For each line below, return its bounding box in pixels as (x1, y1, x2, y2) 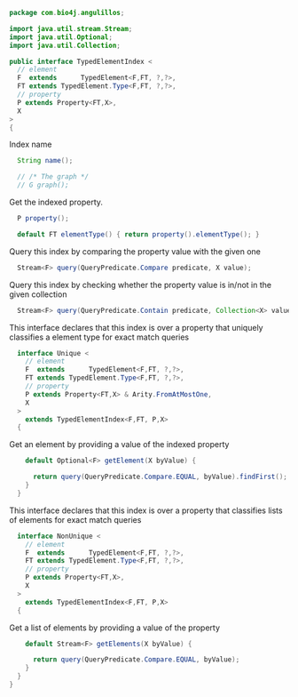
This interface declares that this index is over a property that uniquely (9, 322, 263, 332)
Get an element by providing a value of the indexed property (9, 439, 230, 450)
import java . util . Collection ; (9, 41, 122, 50)
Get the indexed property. (9, 196, 104, 207)
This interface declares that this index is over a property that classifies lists (9, 505, 283, 516)
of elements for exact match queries (9, 514, 142, 525)
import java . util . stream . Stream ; (9, 24, 133, 33)
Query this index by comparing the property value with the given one (9, 245, 262, 257)
